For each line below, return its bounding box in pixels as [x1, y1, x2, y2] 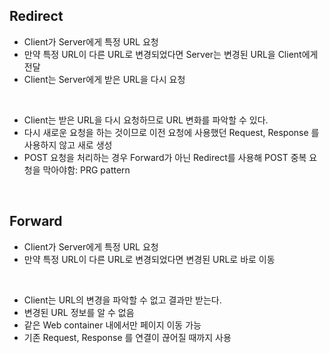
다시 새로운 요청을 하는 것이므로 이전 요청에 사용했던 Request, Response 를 [23, 126, 320, 138]
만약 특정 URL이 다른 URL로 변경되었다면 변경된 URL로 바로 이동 [23, 253, 276, 265]
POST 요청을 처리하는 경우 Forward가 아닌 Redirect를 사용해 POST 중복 [23, 151, 307, 163]
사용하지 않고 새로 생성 [23, 139, 113, 151]
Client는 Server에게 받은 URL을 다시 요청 [23, 73, 186, 85]
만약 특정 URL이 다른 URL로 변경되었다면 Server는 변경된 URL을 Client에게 [23, 48, 319, 60]
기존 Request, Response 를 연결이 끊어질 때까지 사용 [23, 331, 232, 343]
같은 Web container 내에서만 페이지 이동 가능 [23, 319, 202, 331]
